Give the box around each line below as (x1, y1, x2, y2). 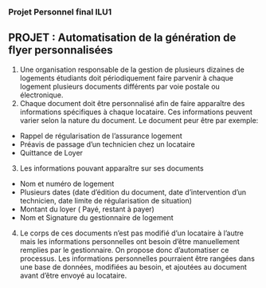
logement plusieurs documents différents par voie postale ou (19, 81, 221, 91)
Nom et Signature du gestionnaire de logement (19, 212, 174, 222)
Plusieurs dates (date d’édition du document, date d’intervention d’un (19, 187, 247, 197)
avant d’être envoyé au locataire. (19, 270, 127, 280)
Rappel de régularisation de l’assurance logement (19, 131, 182, 140)
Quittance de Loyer (19, 148, 84, 157)
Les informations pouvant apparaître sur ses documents (19, 163, 205, 173)
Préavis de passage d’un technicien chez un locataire (19, 139, 195, 149)
